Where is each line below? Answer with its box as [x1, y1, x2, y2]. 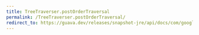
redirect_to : [6, 20, 38, 26]
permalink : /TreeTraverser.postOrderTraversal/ [6, 14, 126, 20]
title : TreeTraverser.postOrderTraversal [6, 8, 110, 15]
